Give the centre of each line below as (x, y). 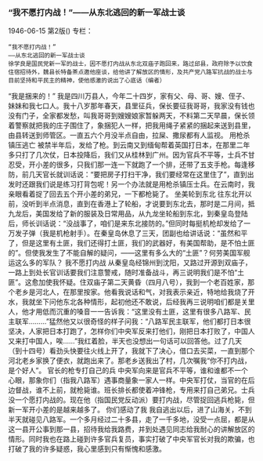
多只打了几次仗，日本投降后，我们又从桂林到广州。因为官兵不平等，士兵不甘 (131, 155)
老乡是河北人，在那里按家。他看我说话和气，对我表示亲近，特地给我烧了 (131, 292)
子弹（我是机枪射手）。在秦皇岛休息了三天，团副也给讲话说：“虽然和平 (135, 234)
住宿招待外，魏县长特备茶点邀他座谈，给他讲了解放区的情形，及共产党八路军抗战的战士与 (130, 72)
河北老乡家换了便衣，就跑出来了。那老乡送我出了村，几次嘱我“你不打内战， (130, 361)
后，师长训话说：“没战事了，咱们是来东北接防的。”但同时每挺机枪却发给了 (126, 223)
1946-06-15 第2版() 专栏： (51, 31)
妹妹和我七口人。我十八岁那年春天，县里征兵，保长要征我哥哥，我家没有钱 (128, 106)
